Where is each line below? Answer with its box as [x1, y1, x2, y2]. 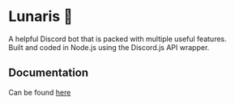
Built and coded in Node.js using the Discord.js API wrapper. [8, 42, 210, 52]
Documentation [8, 66, 89, 80]
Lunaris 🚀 [8, 7, 73, 26]
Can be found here [8, 87, 71, 97]
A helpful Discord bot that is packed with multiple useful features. [8, 34, 227, 44]
